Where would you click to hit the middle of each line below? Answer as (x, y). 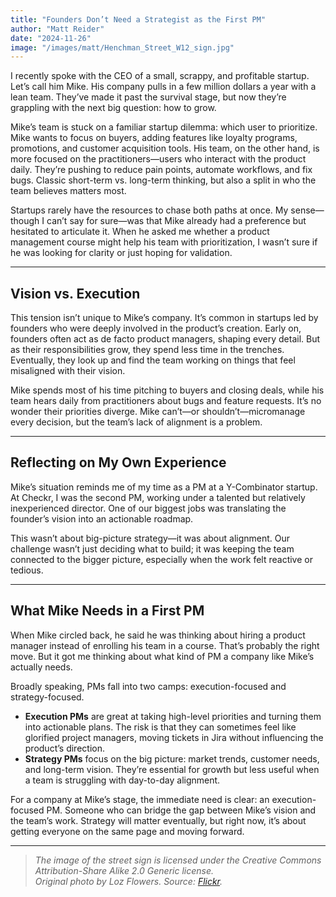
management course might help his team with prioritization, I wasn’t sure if (164, 242)
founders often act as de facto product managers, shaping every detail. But (165, 339)
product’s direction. (64, 748)
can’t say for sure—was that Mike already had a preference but (176, 221)
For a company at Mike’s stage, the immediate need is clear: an (140, 799)
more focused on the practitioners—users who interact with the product (158, 159)
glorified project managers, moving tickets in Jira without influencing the (174, 737)
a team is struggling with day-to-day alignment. (122, 780)
